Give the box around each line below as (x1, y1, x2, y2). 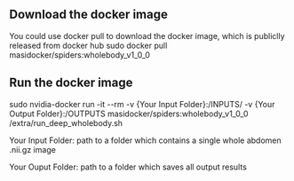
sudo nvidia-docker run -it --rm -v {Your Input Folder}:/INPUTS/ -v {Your (9, 98, 275, 109)
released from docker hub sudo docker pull (9, 40, 168, 51)
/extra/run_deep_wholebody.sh (9, 117, 123, 128)
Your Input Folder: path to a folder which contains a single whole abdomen (9, 135, 282, 146)
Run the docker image (9, 75, 133, 90)
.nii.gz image (9, 144, 56, 154)
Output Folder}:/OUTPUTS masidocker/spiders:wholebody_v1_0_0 (9, 108, 249, 119)
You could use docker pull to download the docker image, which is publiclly (9, 30, 286, 41)
